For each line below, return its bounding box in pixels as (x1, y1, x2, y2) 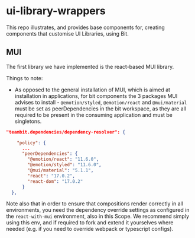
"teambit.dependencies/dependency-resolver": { (6, 129, 126, 135)
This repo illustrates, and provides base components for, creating (6, 24, 165, 31)
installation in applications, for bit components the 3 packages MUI (14, 92, 178, 99)
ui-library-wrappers (6, 4, 106, 18)
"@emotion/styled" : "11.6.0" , (27, 162, 102, 168)
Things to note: (6, 74, 43, 81)
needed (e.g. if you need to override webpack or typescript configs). (6, 226, 173, 233)
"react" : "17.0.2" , (27, 173, 76, 179)
